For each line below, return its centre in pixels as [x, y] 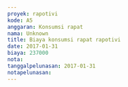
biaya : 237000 [28, 53]
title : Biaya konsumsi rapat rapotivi [64, 40]
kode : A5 [20, 20]
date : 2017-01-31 [33, 46]
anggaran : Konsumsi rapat [45, 27]
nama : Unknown [28, 33]
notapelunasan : [30, 72]
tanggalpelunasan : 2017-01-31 [52, 66]
